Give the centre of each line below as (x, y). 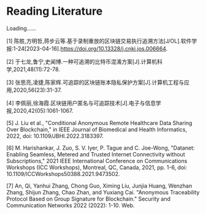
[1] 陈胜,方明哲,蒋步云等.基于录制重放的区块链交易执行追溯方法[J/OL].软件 (99, 40)
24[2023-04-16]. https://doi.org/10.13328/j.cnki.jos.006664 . (93, 48)
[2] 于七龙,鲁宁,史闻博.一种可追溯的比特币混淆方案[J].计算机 (82, 61)
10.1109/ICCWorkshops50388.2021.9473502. (63, 174)
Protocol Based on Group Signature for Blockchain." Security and (88, 199)
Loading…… (21, 28)
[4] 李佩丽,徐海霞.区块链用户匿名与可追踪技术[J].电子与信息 (81, 103)
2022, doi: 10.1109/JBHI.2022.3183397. (55, 136)
